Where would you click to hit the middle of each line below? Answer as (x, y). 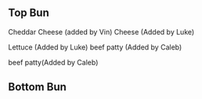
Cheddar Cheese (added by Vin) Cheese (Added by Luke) (101, 31)
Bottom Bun (37, 87)
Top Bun (29, 13)
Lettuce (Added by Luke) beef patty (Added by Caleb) (95, 47)
